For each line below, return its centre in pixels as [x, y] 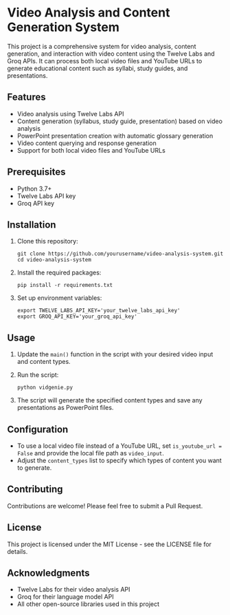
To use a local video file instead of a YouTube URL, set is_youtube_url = [119, 446]
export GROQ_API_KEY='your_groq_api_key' [77, 317]
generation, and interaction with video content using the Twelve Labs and [111, 54]
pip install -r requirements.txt [65, 285]
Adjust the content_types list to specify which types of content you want [119, 460]
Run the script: [38, 375]
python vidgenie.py [45, 388]
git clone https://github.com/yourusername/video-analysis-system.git [120, 254]
